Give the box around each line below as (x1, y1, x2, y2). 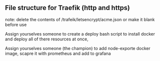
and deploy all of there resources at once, (5, 36, 89, 42)
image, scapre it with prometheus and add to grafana (5, 50, 111, 56)
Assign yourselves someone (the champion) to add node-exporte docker (5, 45, 151, 51)
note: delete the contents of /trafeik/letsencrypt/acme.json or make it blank (5, 16, 155, 22)
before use (5, 22, 27, 27)
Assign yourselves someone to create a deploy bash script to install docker (5, 31, 155, 37)
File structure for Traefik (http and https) (5, 4, 130, 12)
